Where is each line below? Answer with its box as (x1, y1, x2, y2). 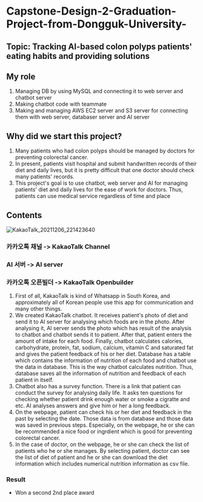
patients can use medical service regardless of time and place (15, 193, 171, 200)
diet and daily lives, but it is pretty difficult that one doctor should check (15, 167, 195, 174)
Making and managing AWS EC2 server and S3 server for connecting (15, 107, 188, 114)
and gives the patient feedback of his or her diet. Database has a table (15, 351, 191, 358)
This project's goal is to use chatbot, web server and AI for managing (15, 179, 188, 187)
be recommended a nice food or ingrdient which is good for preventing (15, 428, 193, 435)
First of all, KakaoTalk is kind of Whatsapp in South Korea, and (15, 292, 170, 300)
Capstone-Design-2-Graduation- (6, 4, 177, 18)
